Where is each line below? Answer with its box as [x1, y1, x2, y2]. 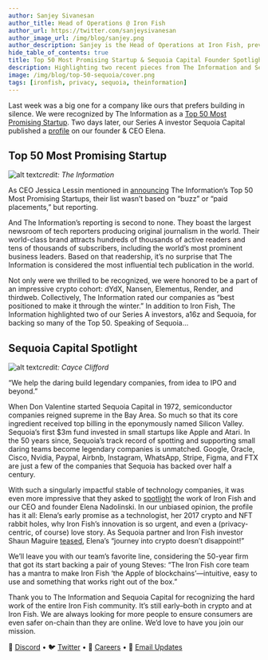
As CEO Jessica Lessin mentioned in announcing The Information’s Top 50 [8, 185, 254, 196]
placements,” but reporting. [8, 203, 98, 212]
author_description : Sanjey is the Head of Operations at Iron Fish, [8, 41, 245, 49]
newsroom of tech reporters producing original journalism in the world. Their [8, 227, 260, 236]
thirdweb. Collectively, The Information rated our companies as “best [8, 293, 235, 302]
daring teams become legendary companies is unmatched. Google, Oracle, [8, 445, 255, 454]
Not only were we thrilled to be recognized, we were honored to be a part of [8, 276, 258, 286]
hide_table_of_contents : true [8, 49, 109, 57]
